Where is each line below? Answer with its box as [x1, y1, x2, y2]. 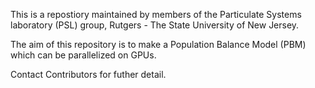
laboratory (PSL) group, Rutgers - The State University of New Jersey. [10, 19, 300, 31]
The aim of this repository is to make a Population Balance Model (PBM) [10, 39, 307, 50]
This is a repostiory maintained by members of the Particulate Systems [10, 9, 302, 20]
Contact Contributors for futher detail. [10, 69, 167, 80]
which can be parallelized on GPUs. [10, 49, 157, 61]
